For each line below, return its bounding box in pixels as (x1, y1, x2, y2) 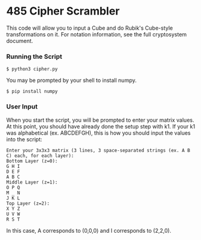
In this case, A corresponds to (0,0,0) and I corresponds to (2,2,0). (6, 227, 171, 234)
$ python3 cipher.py (6, 66, 59, 72)
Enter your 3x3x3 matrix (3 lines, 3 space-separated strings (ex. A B (6, 147, 190, 153)
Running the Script (6, 52, 62, 61)
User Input (6, 102, 38, 111)
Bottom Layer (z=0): (6, 158, 59, 164)
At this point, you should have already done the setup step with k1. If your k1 (6, 122, 196, 130)
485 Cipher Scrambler (6, 4, 120, 18)
